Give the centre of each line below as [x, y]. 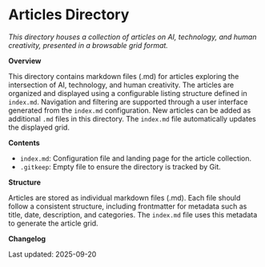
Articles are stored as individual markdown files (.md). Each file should [124, 197]
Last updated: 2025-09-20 [52, 254]
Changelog [27, 238]
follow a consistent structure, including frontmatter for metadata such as [128, 206]
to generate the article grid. [53, 223]
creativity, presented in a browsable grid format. [88, 45]
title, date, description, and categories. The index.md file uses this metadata [133, 214]
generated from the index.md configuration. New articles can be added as [130, 110]
